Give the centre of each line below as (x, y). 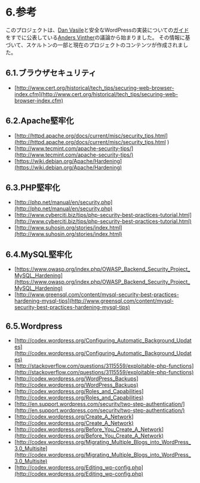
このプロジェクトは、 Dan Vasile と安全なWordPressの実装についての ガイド (97, 30)
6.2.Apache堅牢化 (40, 121)
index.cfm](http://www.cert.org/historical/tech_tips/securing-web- (96, 94)
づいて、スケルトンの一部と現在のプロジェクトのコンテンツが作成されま (94, 45)
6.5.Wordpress (34, 326)
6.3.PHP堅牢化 (33, 187)
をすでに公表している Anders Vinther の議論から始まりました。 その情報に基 (98, 37)
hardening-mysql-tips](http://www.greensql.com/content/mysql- (94, 301)
